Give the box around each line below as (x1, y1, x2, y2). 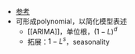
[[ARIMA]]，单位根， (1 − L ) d (27, 26, 118, 36)
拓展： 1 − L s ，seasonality (27, 35, 110, 46)
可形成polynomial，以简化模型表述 (15, 16, 127, 26)
